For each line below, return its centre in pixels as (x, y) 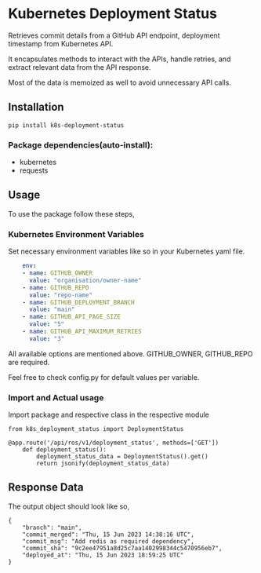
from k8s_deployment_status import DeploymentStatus (96, 429)
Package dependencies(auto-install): (81, 144)
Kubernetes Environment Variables (76, 234)
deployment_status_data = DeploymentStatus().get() (123, 457)
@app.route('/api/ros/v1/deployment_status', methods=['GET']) (114, 443)
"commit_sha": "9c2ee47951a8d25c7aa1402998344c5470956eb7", (122, 548)
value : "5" (47, 324)
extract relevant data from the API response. (80, 67)
